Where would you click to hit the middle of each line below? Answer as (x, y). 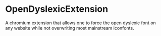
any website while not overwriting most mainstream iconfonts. (70, 28)
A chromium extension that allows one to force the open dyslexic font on (81, 23)
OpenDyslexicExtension (57, 9)
